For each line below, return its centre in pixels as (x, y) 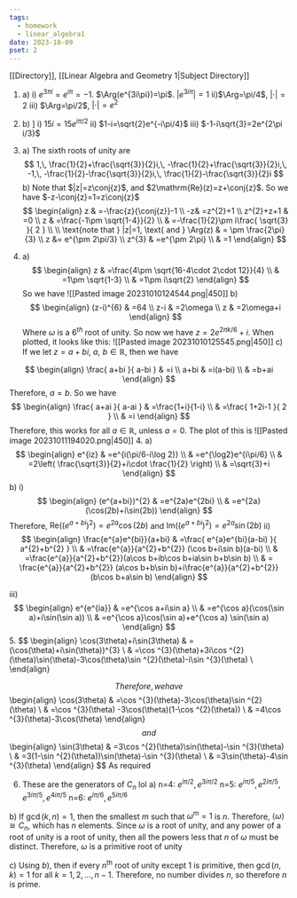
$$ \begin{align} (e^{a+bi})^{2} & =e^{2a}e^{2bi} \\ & (133, 500)
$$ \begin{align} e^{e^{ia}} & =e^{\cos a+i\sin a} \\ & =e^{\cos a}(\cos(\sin (149, 608)
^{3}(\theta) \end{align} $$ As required (80, 766)
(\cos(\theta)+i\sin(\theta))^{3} (65, 650)
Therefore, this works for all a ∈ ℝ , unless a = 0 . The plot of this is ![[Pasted (148, 430)
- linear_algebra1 (51, 34)
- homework (37, 26)
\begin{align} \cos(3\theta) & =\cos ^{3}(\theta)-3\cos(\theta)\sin (127, 700)
